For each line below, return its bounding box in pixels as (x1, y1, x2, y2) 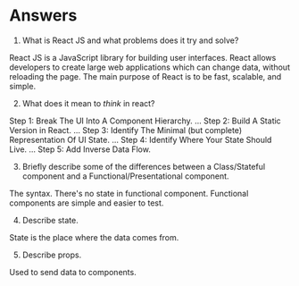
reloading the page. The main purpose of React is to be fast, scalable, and (9, 71, 282, 81)
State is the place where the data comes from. (9, 231, 179, 242)
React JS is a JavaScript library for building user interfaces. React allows (9, 52, 277, 63)
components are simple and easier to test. (9, 198, 164, 208)
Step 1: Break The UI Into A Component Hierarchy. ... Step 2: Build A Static (9, 115, 281, 126)
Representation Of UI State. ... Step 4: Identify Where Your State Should (9, 134, 272, 145)
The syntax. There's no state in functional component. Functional (9, 188, 249, 198)
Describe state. (21, 214, 79, 225)
